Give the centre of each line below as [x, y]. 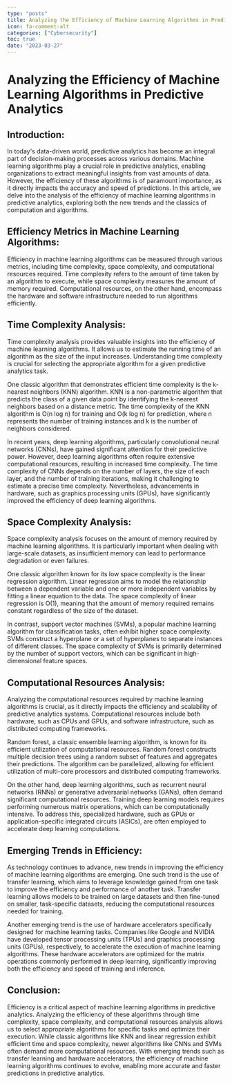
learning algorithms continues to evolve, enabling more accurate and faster [114, 1065]
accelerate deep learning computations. [64, 829]
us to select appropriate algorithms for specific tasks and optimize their [109, 1029]
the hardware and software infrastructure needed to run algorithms [103, 296]
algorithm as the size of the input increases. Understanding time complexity [115, 356]
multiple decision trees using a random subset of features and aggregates [112, 757]
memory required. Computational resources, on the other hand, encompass [115, 288]
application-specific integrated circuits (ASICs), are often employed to [107, 821]
